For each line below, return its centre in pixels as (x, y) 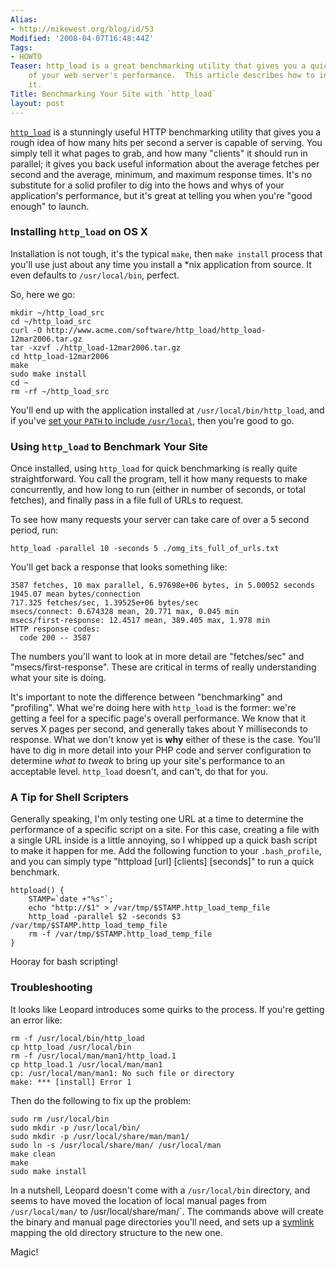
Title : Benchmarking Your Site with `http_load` (113, 94)
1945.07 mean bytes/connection (75, 594)
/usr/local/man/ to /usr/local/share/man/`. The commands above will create (167, 1211)
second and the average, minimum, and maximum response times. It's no (161, 174)
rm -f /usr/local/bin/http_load (77, 1038)
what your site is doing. (58, 678)
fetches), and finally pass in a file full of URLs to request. (127, 500)
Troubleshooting (51, 988)
